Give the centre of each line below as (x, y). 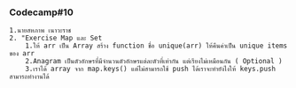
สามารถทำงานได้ (30, 77)
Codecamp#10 (41, 12)
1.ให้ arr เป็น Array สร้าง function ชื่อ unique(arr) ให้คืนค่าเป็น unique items (156, 46)
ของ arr (22, 54)
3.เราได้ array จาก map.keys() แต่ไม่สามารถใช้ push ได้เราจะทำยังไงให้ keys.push (151, 69)
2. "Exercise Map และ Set (56, 38)
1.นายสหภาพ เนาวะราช (40, 31)
